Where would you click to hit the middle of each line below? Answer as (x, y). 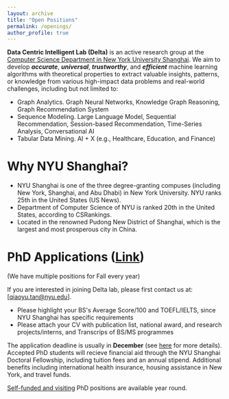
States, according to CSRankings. (64, 215)
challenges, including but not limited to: (63, 89)
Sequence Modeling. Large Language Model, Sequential (96, 117)
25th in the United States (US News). (69, 200)
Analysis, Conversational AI (56, 131)
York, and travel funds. (39, 375)
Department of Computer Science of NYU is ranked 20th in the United (116, 208)
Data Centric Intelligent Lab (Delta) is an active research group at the (106, 52)
